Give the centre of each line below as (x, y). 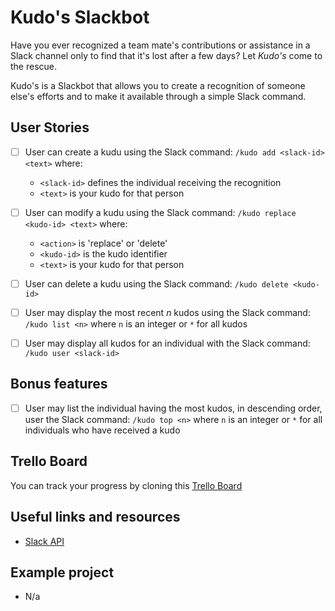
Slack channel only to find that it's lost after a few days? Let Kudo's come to (166, 55)
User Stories (50, 127)
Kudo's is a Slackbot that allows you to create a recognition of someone (158, 85)
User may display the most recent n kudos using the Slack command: (167, 312)
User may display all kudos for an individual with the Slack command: (167, 343)
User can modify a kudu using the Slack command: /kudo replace (160, 212)
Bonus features (59, 384)
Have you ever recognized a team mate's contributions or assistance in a (160, 45)
